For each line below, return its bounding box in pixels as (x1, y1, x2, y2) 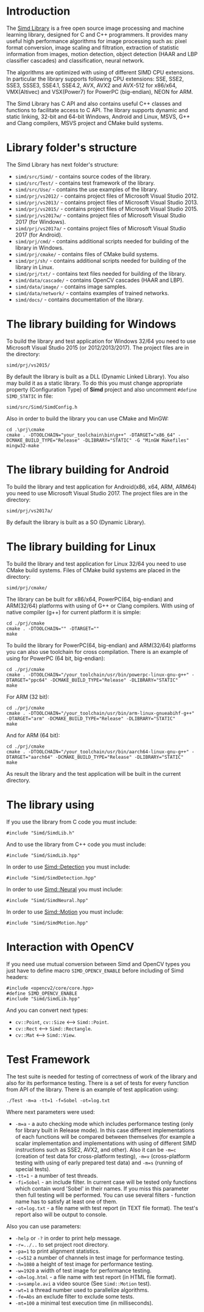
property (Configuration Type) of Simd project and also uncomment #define (6, 385, 197, 393)
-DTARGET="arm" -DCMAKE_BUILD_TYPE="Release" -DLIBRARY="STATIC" (6, 715, 175, 722)
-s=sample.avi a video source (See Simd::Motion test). (15, 1280, 152, 1287)
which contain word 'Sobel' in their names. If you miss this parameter (15, 1185, 189, 1192)
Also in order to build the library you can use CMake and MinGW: (6, 415, 169, 422)
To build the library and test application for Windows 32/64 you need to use (6, 337, 196, 345)
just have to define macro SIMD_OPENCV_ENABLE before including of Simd (6, 967, 184, 974)
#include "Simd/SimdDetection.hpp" (6, 875, 97, 881)
